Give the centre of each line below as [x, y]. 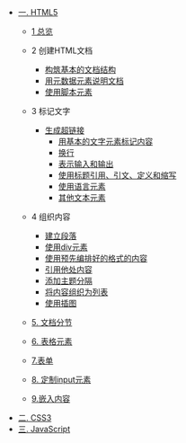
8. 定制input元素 [61, 380]
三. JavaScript [44, 429]
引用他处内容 [68, 270]
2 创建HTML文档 [62, 50]
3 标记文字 [51, 111]
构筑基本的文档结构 [80, 70]
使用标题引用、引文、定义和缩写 [117, 175]
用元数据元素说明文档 [84, 81]
